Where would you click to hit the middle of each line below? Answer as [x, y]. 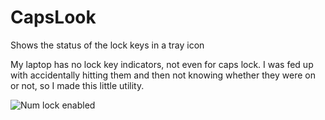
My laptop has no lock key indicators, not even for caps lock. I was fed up [162, 64]
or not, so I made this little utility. [77, 85]
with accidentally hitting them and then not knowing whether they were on [163, 75]
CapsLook [53, 17]
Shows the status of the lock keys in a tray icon [107, 45]
